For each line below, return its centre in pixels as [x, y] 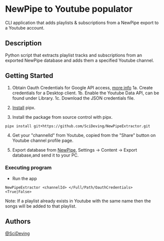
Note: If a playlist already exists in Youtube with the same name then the [78, 201]
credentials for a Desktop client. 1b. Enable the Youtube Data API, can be [86, 93]
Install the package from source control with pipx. [62, 117]
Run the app [25, 178]
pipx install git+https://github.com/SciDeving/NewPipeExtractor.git [78, 126]
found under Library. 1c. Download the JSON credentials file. [73, 98]
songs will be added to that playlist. [41, 206]
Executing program [28, 168]
